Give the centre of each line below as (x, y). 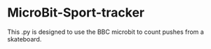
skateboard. (25, 39)
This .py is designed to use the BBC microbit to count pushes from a (106, 32)
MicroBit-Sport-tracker (76, 13)
